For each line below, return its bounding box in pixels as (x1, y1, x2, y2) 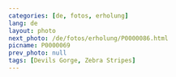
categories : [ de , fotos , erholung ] (8, 11, 129, 20)
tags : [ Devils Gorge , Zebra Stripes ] (8, 57, 136, 65)
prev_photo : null (8, 49, 67, 57)
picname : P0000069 (8, 42, 71, 50)
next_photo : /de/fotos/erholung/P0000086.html (8, 34, 169, 43)
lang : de (8, 19, 38, 27)
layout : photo (8, 26, 57, 34)
